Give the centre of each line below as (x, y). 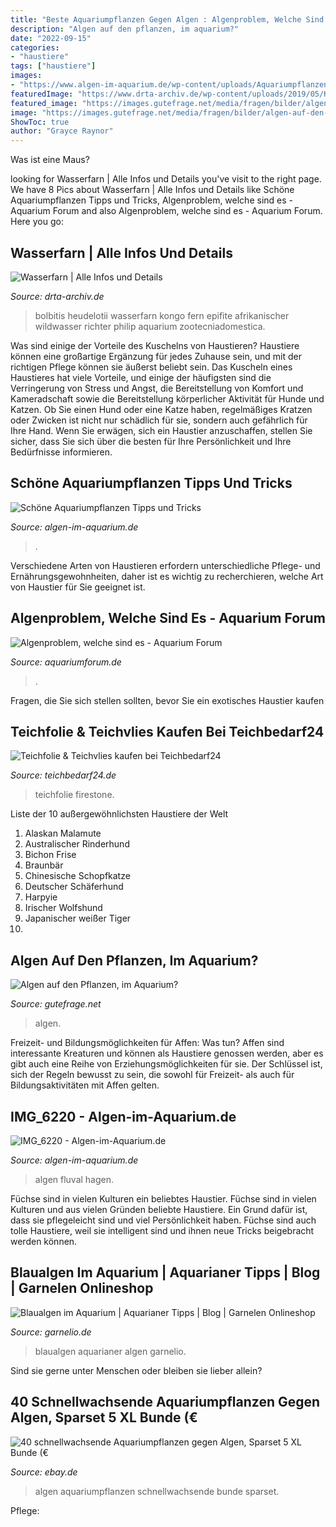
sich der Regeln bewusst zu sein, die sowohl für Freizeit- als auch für (152, 1075)
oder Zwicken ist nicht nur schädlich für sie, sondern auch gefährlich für (159, 420)
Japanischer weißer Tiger (78, 918)
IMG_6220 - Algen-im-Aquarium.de (123, 1116)
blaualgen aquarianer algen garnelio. (110, 1351)
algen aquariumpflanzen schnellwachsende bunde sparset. (157, 1491)
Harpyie (41, 897)
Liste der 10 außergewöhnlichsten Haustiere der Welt (119, 814)
